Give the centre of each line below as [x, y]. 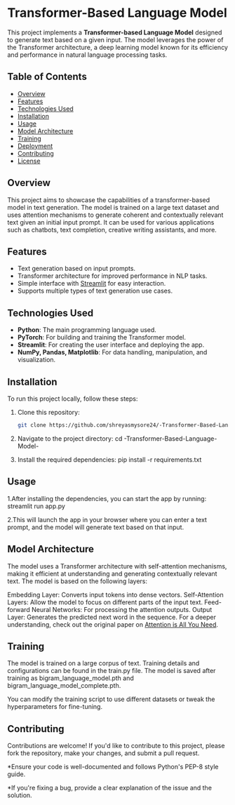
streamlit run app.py [36, 506]
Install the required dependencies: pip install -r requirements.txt [109, 459]
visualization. [36, 360]
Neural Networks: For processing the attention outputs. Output [122, 609]
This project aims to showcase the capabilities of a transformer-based [109, 200]
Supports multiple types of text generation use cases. [95, 291]
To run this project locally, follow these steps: [73, 399]
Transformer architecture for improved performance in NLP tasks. [112, 276]
